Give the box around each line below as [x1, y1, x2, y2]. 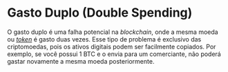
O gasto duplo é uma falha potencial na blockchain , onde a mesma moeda [7, 28, 219, 36]
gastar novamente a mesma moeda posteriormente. [7, 57, 155, 65]
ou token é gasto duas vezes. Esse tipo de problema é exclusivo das [7, 35, 202, 43]
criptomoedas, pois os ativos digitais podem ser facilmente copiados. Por [7, 42, 216, 51]
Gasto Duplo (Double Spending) [7, 5, 193, 21]
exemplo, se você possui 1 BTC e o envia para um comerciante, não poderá [7, 50, 221, 58]
